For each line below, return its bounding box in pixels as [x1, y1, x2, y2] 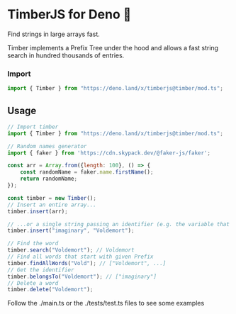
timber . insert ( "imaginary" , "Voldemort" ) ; [7, 227, 135, 235]
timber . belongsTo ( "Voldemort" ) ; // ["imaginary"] [7, 273, 157, 280]
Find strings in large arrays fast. [7, 30, 101, 38]
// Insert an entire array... [7, 201, 97, 208]
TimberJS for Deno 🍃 [7, 6, 132, 23]
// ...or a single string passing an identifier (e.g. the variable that [7, 220, 230, 228]
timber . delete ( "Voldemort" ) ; [7, 286, 94, 293]
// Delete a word [7, 279, 59, 286]
